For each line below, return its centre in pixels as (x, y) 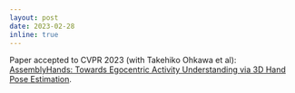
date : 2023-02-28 (42, 26)
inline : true (34, 34)
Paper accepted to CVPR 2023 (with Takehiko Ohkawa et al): (123, 60)
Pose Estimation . (41, 79)
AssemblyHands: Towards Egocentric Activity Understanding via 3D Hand (147, 70)
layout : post (34, 18)
